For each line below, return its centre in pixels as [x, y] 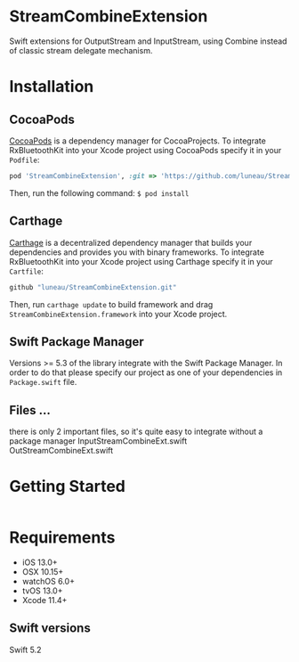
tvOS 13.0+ [42, 591]
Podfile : [24, 159]
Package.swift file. [43, 382]
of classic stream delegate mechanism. [81, 50]
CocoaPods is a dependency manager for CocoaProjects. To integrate [138, 141]
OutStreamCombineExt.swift [61, 451]
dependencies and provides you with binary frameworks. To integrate [137, 252]
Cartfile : [27, 271]
